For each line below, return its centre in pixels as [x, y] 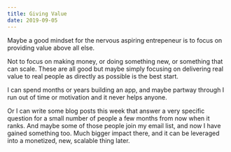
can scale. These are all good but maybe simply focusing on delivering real [115, 69]
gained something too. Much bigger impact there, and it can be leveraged [113, 133]
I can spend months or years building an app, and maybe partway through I [116, 90]
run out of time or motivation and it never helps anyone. [87, 97]
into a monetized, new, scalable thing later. [69, 140]
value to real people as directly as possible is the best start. [93, 76]
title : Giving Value [37, 14]
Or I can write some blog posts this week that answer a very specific [106, 111]
